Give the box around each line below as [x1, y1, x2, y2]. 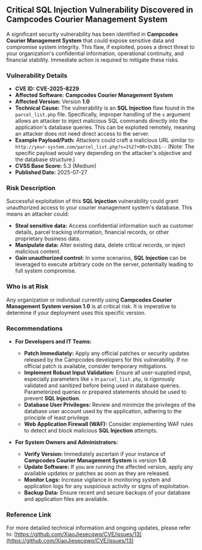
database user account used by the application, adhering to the [24, 408, 182, 414]
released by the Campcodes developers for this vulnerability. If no [24, 356, 188, 363]
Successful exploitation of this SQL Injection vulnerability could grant [6, 197, 179, 205]
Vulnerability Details [6, 71, 68, 79]
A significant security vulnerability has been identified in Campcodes [6, 30, 178, 38]
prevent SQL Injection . [24, 395, 81, 402]
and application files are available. [24, 495, 109, 502]
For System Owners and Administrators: [14, 439, 119, 446]
